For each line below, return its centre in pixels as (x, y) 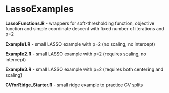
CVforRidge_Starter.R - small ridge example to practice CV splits (74, 85)
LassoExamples (40, 9)
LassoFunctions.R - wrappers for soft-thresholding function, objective (80, 23)
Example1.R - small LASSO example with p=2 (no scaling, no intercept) (80, 44)
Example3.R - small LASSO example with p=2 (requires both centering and (84, 69)
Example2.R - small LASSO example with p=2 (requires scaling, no (76, 54)
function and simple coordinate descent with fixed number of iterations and (85, 28)
